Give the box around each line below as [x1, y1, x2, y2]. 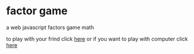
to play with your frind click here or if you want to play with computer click [6, 35, 189, 42]
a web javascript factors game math [6, 24, 94, 31]
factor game [6, 4, 68, 18]
